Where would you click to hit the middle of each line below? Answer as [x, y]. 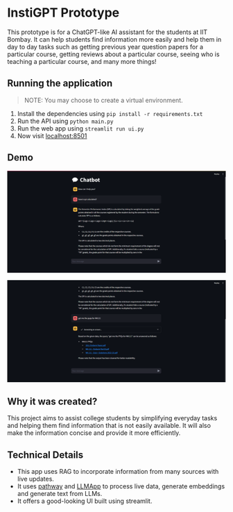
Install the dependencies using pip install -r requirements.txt [110, 113]
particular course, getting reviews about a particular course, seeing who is [113, 54]
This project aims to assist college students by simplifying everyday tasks [112, 418]
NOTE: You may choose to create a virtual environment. [103, 100]
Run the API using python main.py [65, 121]
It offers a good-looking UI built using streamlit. [85, 501]
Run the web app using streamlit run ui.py [80, 128]
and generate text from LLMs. [60, 494]
